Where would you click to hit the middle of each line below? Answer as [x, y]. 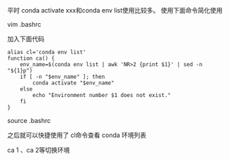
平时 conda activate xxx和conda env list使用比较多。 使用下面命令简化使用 [115, 10]
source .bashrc [29, 121]
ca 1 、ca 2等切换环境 [39, 150]
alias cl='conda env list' [47, 52]
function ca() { [31, 58]
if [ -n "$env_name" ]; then [63, 77]
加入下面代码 [26, 39]
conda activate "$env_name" [73, 83]
